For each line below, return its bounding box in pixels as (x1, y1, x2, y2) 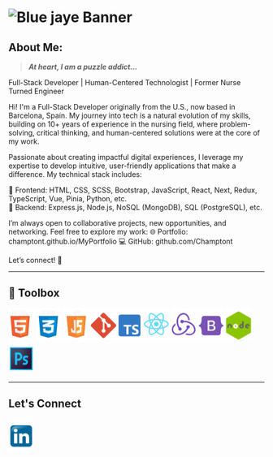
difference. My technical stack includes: (8, 170, 142, 179)
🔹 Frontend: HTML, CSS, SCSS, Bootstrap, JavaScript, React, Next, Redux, (8, 185, 258, 195)
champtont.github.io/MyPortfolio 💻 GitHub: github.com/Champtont (8, 236, 233, 246)
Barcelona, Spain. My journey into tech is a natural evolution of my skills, (8, 110, 251, 120)
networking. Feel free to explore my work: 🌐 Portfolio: (8, 227, 188, 236)
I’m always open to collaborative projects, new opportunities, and (8, 218, 227, 227)
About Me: (8, 41, 63, 54)
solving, (8, 128, 35, 137)
